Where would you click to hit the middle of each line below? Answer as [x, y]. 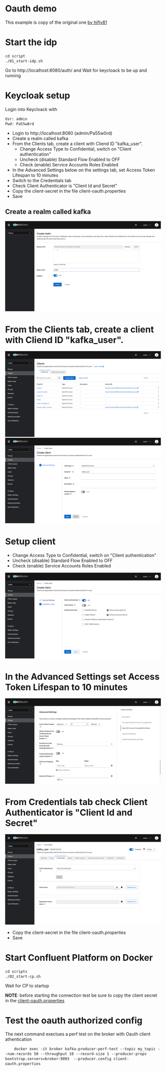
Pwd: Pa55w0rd [20, 124]
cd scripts [16, 971]
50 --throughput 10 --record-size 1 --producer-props [90, 1054]
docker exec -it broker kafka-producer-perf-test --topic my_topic [85, 1049]
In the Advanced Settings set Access [82, 677]
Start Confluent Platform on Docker [79, 957]
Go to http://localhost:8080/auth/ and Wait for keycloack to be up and [76, 70]
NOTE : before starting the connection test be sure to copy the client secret [81, 995]
